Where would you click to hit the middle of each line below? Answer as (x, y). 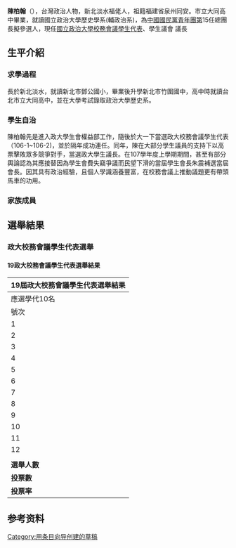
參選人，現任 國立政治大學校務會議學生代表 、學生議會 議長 (103, 28)
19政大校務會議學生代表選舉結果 (54, 265)
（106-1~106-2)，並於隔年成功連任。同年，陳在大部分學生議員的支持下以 (113, 145)
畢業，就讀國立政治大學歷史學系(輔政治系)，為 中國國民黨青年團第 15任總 (117, 20)
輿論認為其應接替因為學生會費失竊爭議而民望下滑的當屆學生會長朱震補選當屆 (118, 163)
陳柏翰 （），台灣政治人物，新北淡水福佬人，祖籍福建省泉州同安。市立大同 (113, 11)
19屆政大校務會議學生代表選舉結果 (68, 285)
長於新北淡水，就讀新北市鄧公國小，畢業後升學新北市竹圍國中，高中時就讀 (115, 91)
